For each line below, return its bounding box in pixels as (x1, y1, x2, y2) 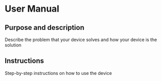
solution (5, 42, 22, 48)
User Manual (5, 3, 59, 15)
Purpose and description (5, 23, 85, 32)
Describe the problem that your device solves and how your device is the (5, 36, 157, 43)
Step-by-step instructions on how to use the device (5, 70, 112, 76)
